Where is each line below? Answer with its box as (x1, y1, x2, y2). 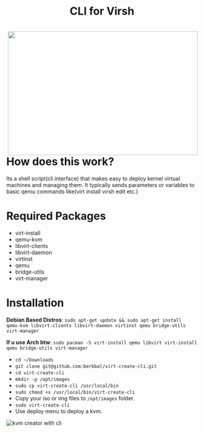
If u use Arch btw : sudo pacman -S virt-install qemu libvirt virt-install (6, 338, 197, 345)
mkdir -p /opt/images (15, 376, 70, 382)
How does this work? (6, 154, 114, 168)
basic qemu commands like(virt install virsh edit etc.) (6, 188, 138, 195)
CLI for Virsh (69, 4, 135, 18)
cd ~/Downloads (15, 356, 54, 363)
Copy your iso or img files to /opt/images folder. (15, 394, 135, 402)
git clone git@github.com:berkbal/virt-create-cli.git (15, 363, 157, 369)
